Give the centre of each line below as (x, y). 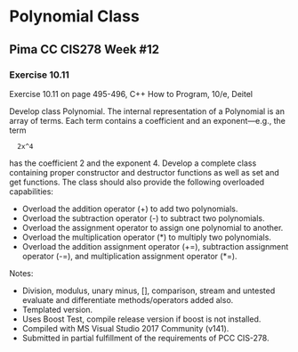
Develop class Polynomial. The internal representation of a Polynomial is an (147, 111)
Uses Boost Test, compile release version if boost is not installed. (141, 319)
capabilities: (31, 191)
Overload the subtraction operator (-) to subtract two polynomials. (143, 218)
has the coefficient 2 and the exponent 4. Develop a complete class (133, 163)
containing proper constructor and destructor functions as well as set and (145, 172)
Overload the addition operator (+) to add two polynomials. (130, 209)
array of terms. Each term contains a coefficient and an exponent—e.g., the (148, 120)
